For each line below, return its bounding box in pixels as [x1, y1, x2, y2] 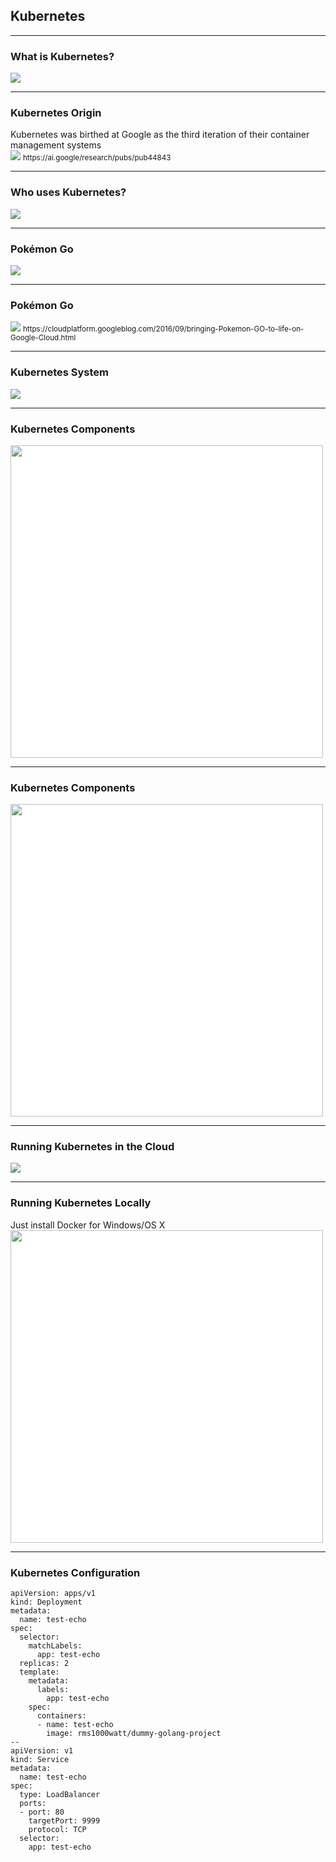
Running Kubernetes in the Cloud [10, 1140, 175, 1154]
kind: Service [10, 1755, 70, 1765]
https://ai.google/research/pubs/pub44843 [22, 153, 172, 163]
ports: [19, 1799, 47, 1809]
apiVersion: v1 [10, 1746, 74, 1756]
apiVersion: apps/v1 [10, 1589, 97, 1599]
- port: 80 [19, 1807, 65, 1818]
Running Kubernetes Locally [10, 1196, 152, 1210]
